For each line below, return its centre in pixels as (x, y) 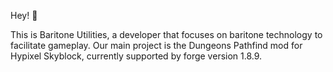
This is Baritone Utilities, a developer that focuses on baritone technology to (166, 34)
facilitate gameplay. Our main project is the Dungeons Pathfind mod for (156, 45)
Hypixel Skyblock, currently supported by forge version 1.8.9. (136, 56)
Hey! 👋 (24, 15)
